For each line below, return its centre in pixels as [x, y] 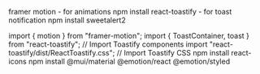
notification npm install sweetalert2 [67, 20]
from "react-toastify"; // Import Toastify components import [108, 44]
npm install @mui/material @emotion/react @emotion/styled [129, 61]
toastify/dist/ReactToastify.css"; [62, 53]
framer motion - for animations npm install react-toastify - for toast [120, 12]
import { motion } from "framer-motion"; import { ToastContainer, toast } [129, 36]
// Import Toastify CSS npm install [173, 53]
